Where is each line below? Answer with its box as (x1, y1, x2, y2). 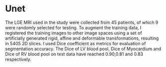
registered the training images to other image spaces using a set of (5, 30, 142, 36)
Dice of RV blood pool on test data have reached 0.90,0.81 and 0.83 (5, 51, 144, 57)
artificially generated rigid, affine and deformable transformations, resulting (5, 35, 159, 41)
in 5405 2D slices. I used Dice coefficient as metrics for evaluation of (5, 40, 146, 46)
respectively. (5, 56, 31, 62)
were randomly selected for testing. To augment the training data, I (5, 24, 142, 30)
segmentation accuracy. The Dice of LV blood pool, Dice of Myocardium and (5, 46, 162, 52)
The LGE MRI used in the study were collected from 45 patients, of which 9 (5, 19, 159, 25)
